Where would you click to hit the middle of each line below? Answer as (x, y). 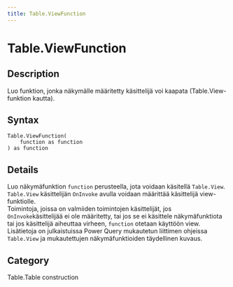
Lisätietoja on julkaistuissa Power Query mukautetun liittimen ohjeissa (107, 231)
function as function (51, 142)
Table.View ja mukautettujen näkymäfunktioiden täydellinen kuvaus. (105, 239)
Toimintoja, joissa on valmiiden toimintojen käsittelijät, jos (90, 209)
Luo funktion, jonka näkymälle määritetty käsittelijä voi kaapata (98, 91)
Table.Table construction (43, 277)
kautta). (44, 98)
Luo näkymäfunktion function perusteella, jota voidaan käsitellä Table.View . (116, 186)
